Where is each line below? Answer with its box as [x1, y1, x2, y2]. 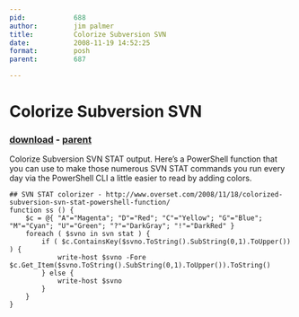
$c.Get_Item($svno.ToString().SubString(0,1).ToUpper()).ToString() [9, 261, 271, 270]
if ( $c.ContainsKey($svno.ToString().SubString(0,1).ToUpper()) [41, 237, 292, 247]
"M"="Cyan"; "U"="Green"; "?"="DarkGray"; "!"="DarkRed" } [9, 222, 235, 231]
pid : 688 [9, 13, 87, 22]
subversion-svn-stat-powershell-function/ [9, 198, 171, 207]
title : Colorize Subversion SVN [9, 30, 167, 39]
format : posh [9, 47, 91, 56]
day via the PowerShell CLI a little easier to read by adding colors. [9, 172, 252, 184]
